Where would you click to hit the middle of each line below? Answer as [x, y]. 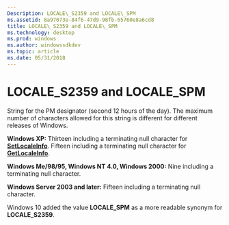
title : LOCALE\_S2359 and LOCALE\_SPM [62, 26]
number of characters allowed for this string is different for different [103, 118]
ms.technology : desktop [41, 32]
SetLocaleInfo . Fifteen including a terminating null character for [97, 146]
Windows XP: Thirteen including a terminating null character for [97, 138]
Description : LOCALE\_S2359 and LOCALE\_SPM [71, 13]
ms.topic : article [33, 52]
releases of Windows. [38, 125]
